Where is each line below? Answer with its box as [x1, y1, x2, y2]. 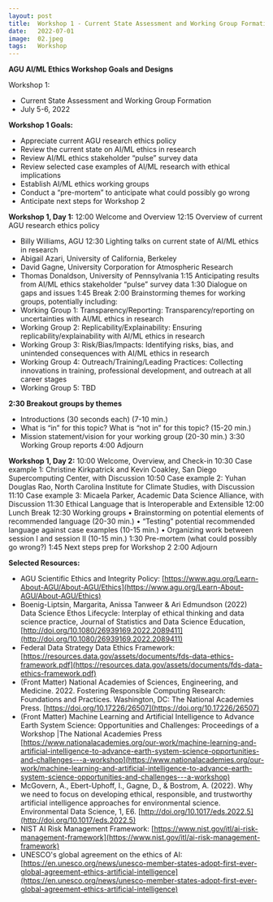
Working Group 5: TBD [19, 383, 96, 393]
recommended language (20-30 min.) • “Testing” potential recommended [8, 516, 256, 526]
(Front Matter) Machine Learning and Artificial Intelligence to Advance [19, 712, 254, 722]
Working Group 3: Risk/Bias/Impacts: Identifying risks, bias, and [19, 340, 234, 350]
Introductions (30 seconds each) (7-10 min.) [19, 415, 168, 425]
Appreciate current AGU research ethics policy [19, 136, 177, 146]
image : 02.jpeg [8, 34, 63, 43]
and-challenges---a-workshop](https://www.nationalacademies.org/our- [19, 755, 265, 765]
